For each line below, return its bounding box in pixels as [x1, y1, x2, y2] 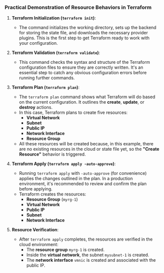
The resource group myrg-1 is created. [26, 247, 105, 253]
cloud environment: [19, 242, 58, 247]
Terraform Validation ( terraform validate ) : [11, 50, 100, 55]
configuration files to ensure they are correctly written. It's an [19, 64, 143, 70]
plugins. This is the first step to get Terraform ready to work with [19, 35, 150, 41]
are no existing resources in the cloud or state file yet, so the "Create [19, 146, 160, 152]
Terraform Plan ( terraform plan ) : [11, 84, 80, 90]
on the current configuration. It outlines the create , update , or [19, 99, 144, 105]
